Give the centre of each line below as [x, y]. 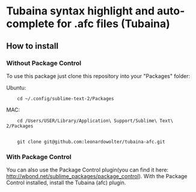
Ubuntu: [16, 88]
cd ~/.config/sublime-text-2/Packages [66, 98]
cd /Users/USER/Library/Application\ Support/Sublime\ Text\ [95, 121]
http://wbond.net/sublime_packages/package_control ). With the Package [97, 176]
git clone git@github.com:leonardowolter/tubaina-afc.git [91, 142]
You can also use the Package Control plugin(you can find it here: [87, 170]
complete [30, 24]
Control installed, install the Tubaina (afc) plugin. [66, 183]
